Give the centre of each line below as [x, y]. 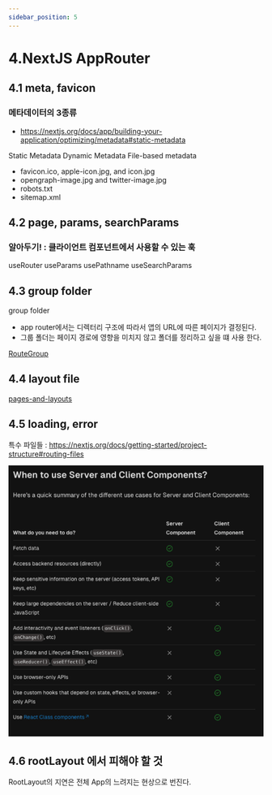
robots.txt [36, 188]
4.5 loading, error [53, 424]
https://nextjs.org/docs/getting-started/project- [128, 445]
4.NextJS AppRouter [79, 58]
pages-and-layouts [40, 399]
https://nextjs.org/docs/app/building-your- [91, 131]
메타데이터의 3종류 [42, 113]
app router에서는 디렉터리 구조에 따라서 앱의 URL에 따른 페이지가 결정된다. [138, 327]
